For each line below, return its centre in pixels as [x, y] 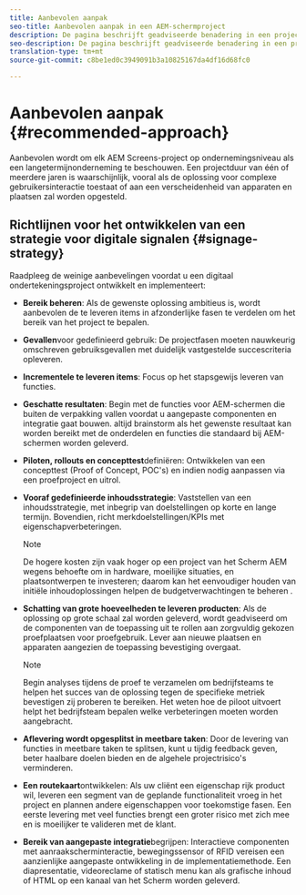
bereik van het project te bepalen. [86, 322]
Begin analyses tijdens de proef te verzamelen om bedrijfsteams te [148, 682]
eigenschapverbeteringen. [72, 526]
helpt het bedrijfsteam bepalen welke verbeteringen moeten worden [150, 711]
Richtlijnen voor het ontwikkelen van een [127, 225]
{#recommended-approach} [119, 132]
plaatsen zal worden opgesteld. [68, 196]
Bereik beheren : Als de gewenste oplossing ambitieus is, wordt [142, 302]
